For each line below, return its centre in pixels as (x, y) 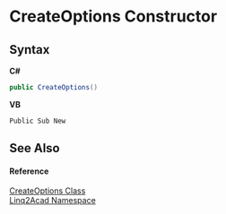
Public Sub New (38, 121)
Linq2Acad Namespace (52, 201)
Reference (29, 171)
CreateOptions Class (48, 191)
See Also (35, 148)
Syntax (30, 50)
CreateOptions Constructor (113, 17)
